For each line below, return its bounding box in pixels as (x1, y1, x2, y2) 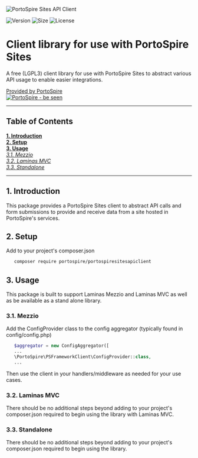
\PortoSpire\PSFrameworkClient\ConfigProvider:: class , (14, 354, 151, 360)
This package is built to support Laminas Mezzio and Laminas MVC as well (6, 291, 187, 298)
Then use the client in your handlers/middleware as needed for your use (6, 370, 181, 377)
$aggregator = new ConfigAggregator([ (14, 343, 110, 349)
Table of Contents (6, 116, 74, 126)
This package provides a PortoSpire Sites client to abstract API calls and (6, 202, 181, 209)
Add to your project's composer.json (6, 247, 95, 254)
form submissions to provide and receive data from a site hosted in (6, 208, 169, 215)
